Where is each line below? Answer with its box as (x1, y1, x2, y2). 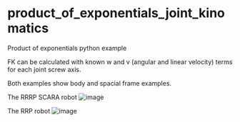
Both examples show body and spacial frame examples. (7, 78, 172, 87)
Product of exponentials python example (7, 44, 127, 52)
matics (7, 20, 49, 36)
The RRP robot (7, 106, 51, 115)
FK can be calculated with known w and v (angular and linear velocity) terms (7, 57, 233, 66)
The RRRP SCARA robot (7, 93, 77, 101)
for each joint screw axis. (7, 65, 81, 73)
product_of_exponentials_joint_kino (7, 5, 225, 21)
